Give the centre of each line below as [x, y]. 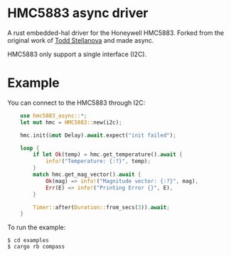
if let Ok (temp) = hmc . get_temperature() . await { [108, 154]
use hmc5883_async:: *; [54, 115]
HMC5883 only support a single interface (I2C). [77, 54]
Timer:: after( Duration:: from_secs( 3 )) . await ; [102, 207]
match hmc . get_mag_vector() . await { [87, 174]
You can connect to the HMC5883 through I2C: [76, 103]
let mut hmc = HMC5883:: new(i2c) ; [71, 122]
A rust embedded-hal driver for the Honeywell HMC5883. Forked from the [116, 33]
